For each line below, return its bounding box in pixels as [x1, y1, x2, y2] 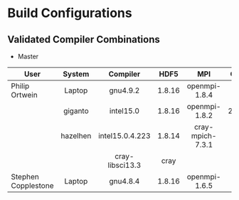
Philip [11, 81, 30, 90]
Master [17, 52, 39, 60]
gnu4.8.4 [109, 177, 140, 186]
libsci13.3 [107, 160, 142, 170]
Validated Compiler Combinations [7, 33, 160, 46]
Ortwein [11, 90, 38, 100]
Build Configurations [7, 5, 133, 21]
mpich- [191, 131, 217, 140]
